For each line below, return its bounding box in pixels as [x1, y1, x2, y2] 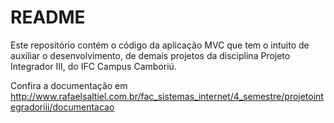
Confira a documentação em [10, 79, 128, 91]
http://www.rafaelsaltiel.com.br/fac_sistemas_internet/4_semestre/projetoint [10, 90, 324, 102]
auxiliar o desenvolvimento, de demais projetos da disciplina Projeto [10, 49, 291, 61]
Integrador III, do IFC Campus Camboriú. [10, 60, 177, 72]
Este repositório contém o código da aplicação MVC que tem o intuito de [10, 39, 310, 51]
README [10, 6, 86, 29]
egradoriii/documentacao [10, 101, 115, 113]
